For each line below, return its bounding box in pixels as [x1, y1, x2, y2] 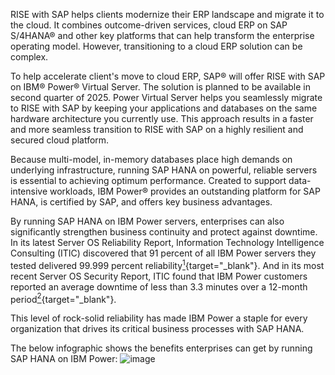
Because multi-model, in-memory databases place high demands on [10, 154, 293, 165]
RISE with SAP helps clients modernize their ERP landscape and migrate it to [10, 9, 325, 20]
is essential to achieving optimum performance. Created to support [10, 175, 287, 186]
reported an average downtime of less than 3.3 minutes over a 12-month [10, 280, 308, 293]
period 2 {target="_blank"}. [10, 291, 117, 305]
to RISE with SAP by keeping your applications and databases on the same [10, 102, 318, 114]
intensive [10, 185, 48, 197]
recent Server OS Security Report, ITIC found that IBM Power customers [10, 270, 308, 282]
